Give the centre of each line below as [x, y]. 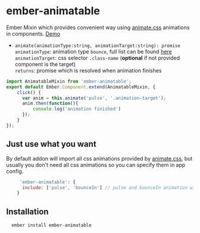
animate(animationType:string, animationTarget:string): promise [97, 46]
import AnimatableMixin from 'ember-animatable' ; [69, 81]
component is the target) [45, 64]
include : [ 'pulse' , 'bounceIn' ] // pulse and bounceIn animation [104, 188]
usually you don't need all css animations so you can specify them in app [96, 165]
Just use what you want [51, 144]
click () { [29, 92]
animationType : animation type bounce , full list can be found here [93, 51]
